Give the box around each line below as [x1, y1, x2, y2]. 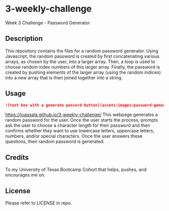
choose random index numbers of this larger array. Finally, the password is [5, 64, 160, 70]
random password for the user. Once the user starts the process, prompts [5, 117, 158, 123]
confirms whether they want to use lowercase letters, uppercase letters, [5, 128, 154, 134]
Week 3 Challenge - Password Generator [5, 20, 91, 26]
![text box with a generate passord [5, 102, 82, 108]
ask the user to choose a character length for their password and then [5, 122, 150, 129]
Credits [5, 153, 29, 162]
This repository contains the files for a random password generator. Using [5, 47, 158, 54]
